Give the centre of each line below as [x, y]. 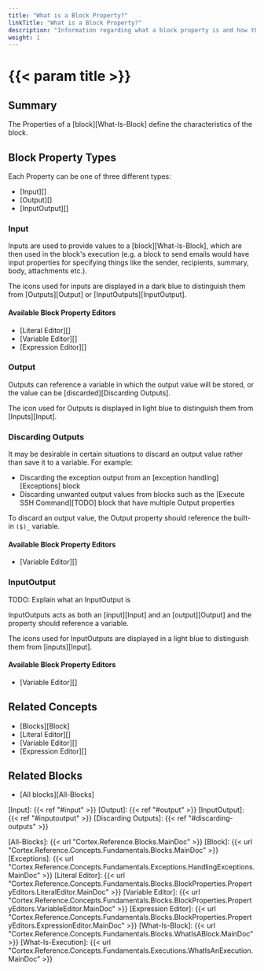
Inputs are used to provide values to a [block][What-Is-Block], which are [125, 246]
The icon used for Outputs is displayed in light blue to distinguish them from [131, 408]
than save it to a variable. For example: [71, 462]
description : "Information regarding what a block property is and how [128, 30]
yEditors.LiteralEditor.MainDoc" [59, 892]
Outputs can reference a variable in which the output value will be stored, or [131, 384]
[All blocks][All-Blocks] [57, 795]
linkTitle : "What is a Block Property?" [75, 23]
